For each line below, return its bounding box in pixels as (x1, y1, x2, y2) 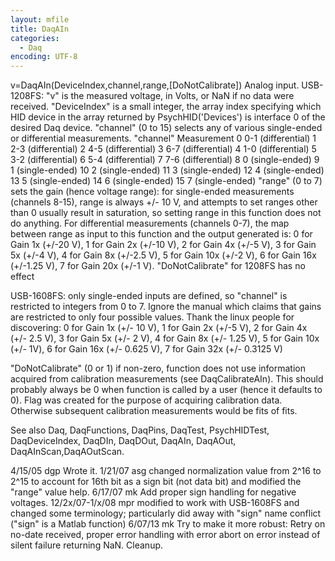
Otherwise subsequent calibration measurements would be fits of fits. (10, 405, 298, 417)
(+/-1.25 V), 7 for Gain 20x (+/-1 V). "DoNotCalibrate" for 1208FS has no (10, 260, 306, 272)
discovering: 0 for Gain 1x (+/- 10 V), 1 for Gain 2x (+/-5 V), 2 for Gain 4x (10, 322, 308, 334)
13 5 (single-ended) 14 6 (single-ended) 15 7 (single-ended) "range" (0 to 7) (10, 175, 323, 187)
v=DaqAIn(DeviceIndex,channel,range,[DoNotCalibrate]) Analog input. (10, 79, 300, 91)
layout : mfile (10, 14, 70, 25)
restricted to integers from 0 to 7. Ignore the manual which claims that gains (10, 301, 322, 313)
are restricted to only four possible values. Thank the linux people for (10, 311, 295, 323)
